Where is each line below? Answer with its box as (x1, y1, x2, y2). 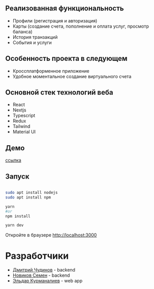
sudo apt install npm (5, 194, 51, 200)
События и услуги (12, 39, 52, 46)
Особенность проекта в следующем (5, 54, 128, 63)
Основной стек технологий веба (5, 88, 113, 97)
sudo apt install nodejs (5, 190, 58, 195)
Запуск (5, 172, 29, 181)
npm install (5, 213, 30, 219)
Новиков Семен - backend (12, 272, 70, 278)
